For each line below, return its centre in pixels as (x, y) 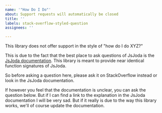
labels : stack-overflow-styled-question (47, 23)
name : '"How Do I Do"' (28, 10)
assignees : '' (19, 28)
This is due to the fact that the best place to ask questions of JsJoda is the (80, 56)
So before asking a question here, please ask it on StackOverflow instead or (81, 75)
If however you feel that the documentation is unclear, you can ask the (75, 90)
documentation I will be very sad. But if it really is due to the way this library (81, 100)
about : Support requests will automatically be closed (62, 14)
